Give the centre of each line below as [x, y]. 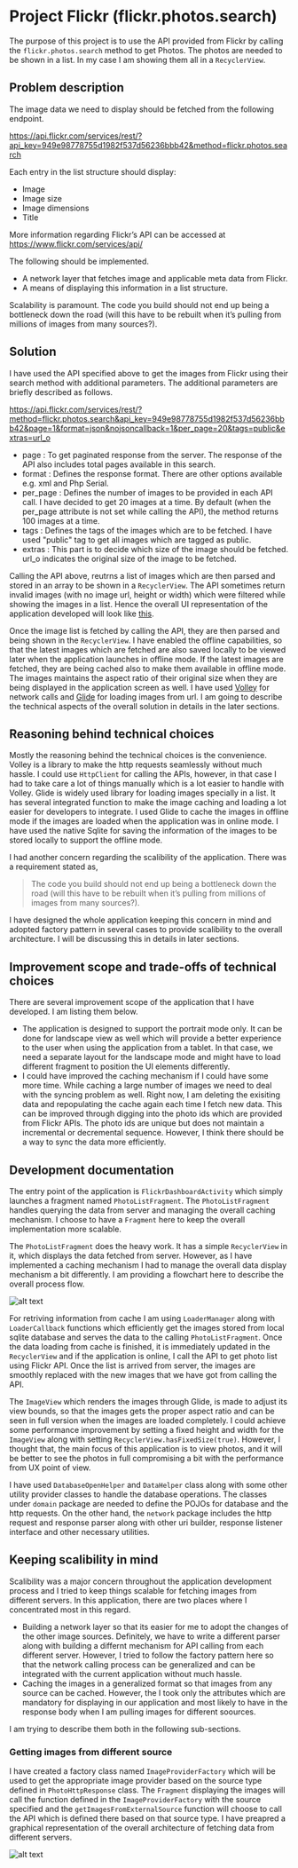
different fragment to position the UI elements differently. [126, 1066]
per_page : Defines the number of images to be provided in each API [147, 492]
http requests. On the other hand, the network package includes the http [141, 1513]
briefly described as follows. [61, 392]
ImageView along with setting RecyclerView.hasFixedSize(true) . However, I [145, 1439]
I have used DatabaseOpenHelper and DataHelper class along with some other [149, 1485]
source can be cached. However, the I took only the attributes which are [154, 1692]
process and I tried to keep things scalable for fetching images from [133, 1590]
